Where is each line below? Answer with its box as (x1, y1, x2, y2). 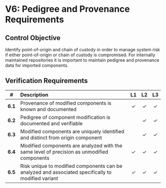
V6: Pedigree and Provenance (5, 3, 130, 15)
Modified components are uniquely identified (20, 128, 124, 135)
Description (20, 91, 48, 98)
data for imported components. (5, 63, 69, 68)
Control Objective (5, 34, 61, 42)
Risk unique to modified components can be (20, 162, 123, 169)
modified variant (20, 175, 58, 182)
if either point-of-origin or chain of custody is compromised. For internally (5, 52, 156, 58)
